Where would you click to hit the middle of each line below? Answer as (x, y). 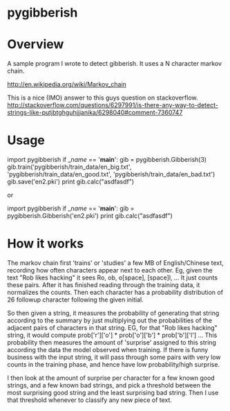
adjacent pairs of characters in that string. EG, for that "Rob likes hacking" (112, 328)
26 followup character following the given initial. (75, 300)
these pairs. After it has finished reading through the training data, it (104, 285)
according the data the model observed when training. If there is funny (108, 350)
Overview (36, 45)
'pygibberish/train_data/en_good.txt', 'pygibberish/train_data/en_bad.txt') (111, 174)
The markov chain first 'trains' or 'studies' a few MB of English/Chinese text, (116, 263)
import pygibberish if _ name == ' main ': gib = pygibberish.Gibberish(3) (107, 160)
